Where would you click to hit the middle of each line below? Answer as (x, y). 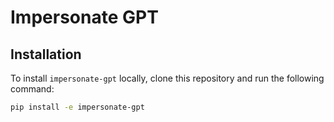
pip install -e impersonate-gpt (77, 107)
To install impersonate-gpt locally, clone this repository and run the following (167, 78)
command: (32, 89)
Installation (46, 54)
